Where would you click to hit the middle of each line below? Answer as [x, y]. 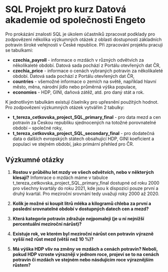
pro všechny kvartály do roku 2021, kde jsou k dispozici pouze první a [85, 188]
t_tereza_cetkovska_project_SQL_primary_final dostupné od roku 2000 [86, 183]
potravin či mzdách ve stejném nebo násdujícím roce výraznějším [83, 259]
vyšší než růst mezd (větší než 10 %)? [53, 239]
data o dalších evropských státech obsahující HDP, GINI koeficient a [83, 139]
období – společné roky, [38, 128]
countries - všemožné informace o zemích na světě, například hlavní [85, 81]
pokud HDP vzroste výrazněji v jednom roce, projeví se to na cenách [86, 254]
